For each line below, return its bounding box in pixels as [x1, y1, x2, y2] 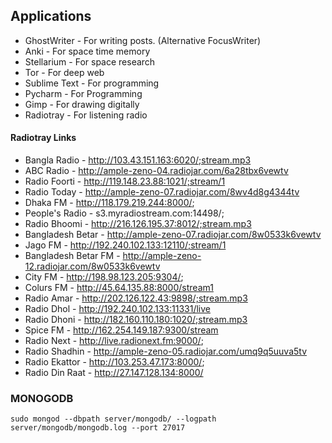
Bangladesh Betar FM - [24, 250, 121, 262]
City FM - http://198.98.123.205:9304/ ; [24, 271, 184, 283]
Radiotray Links [10, 132, 77, 144]
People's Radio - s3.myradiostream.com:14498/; [24, 207, 225, 219]
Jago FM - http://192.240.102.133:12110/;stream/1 [24, 239, 227, 251]
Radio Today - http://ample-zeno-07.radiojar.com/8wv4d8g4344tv [24, 186, 300, 198]
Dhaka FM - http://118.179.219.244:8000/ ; [24, 197, 195, 209]
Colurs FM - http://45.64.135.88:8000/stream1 [24, 282, 214, 294]
